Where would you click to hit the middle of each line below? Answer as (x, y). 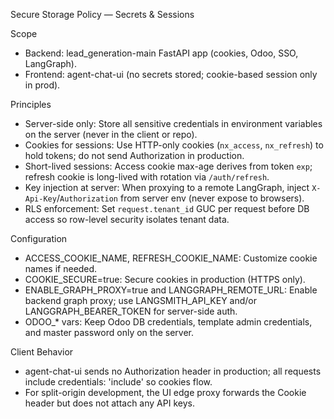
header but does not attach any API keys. (109, 403)
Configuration (39, 238)
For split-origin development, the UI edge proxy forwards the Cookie (165, 392)
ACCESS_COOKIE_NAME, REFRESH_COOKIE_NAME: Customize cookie (171, 258)
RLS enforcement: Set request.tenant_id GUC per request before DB (167, 208)
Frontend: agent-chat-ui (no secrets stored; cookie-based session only (171, 74)
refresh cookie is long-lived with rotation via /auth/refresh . (147, 177)
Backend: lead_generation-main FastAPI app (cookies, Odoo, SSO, (161, 53)
